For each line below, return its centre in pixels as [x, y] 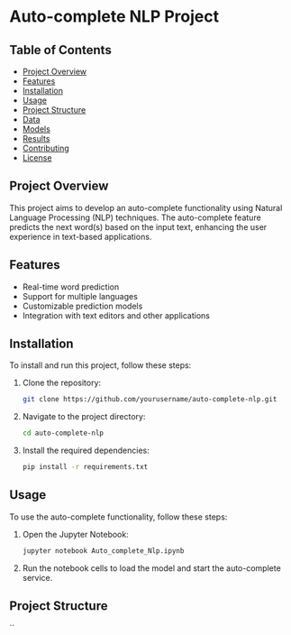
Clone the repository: [62, 383]
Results [36, 138]
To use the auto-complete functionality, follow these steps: [118, 517]
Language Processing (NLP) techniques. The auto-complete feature [135, 217]
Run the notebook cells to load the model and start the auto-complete [151, 568]
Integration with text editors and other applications [116, 315]
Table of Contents [61, 50]
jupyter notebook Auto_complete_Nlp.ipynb [103, 551]
